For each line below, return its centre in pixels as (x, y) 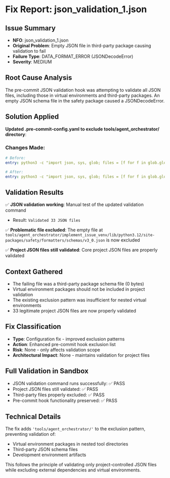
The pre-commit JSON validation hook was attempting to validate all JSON (83, 90)
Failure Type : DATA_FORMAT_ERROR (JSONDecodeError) (73, 56)
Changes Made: (25, 147)
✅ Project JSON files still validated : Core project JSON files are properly (81, 250)
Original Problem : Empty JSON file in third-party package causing (82, 46)
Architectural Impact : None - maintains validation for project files (81, 355)
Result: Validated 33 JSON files (47, 220)
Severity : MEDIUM (32, 62)
